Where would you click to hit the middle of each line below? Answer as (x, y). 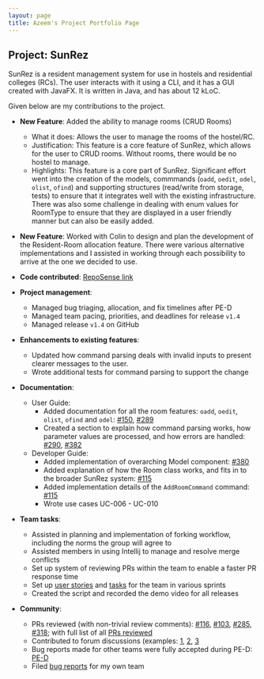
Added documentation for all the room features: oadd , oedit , (141, 411)
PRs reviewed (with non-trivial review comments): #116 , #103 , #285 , (141, 624)
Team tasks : (40, 519)
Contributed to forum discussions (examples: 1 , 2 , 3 (115, 641)
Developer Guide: (60, 453)
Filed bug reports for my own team (88, 666)
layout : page (30, 15)
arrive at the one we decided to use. (79, 261)
